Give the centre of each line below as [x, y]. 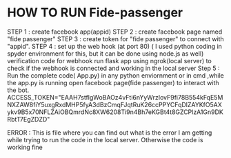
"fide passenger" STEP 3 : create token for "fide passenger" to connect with [115, 38]
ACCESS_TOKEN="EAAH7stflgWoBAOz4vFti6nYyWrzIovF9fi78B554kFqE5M [115, 97]
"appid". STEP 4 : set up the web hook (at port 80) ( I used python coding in [115, 46]
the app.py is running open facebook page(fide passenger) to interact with [113, 82]
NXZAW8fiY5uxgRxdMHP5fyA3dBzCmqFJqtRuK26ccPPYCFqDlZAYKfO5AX [114, 104]
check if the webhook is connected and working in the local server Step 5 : [113, 68]
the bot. [18, 90]
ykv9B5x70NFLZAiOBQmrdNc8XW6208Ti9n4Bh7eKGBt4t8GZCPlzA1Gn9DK [115, 112]
